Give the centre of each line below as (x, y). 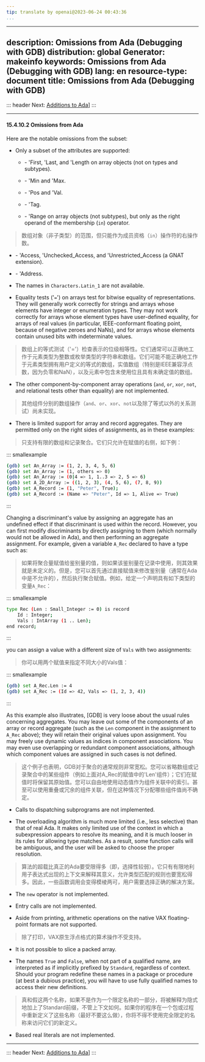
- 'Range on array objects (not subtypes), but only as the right (102, 216)
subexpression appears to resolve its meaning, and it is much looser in (104, 835)
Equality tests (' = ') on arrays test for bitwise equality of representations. (105, 297)
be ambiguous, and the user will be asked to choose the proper (95, 848)
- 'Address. (29, 274)
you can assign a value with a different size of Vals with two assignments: (99, 650)
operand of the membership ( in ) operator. (77, 222)
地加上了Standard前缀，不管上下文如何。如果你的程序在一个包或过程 (107, 1008)
